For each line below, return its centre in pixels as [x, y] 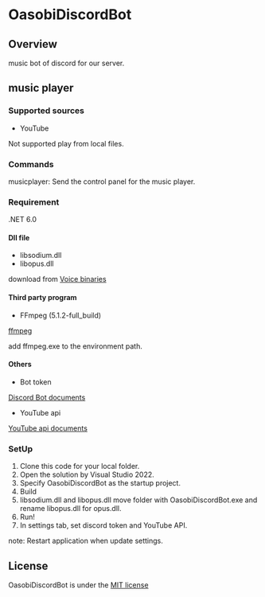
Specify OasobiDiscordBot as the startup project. [100, 483]
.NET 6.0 [23, 220]
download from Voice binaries [57, 279]
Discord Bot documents [47, 397]
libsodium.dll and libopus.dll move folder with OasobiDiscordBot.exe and [138, 500]
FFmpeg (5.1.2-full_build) [60, 315]
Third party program [43, 298]
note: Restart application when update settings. [86, 541]
